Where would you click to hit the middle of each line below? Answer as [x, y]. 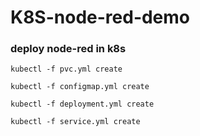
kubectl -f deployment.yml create [82, 104]
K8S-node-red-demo [100, 17]
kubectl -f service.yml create [75, 122]
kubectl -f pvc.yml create [66, 69]
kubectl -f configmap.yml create [80, 87]
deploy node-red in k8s [68, 49]
